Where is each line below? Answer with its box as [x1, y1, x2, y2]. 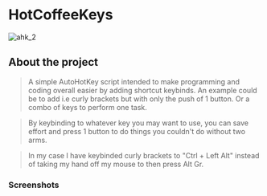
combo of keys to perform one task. [27, 102, 147, 112]
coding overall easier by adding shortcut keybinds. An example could [27, 85, 257, 95]
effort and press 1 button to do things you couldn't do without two [27, 126, 246, 136]
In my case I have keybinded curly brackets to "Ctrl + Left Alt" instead [27, 150, 260, 160]
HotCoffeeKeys [8, 6, 113, 24]
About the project [8, 55, 99, 69]
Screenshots [8, 179, 60, 190]
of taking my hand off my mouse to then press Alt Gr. [27, 159, 204, 169]
